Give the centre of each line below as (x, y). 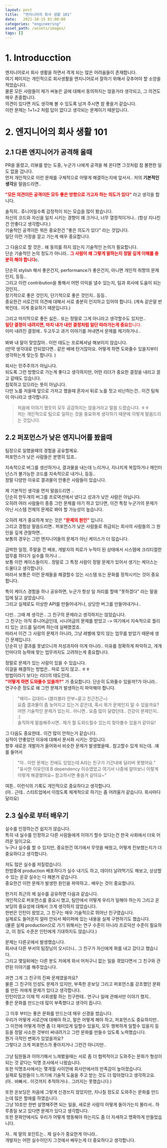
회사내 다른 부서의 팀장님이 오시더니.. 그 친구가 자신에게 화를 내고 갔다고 (75, 948)
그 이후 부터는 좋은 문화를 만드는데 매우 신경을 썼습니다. (59, 1013)
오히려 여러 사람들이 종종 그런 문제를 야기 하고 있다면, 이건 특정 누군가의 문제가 (82, 503)
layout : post (19, 10)
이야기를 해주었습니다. (36, 967)
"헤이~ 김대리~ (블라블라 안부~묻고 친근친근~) (63, 698)
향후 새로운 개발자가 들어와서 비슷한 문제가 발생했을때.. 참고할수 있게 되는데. (79, 746)
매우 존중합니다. (21, 97)
